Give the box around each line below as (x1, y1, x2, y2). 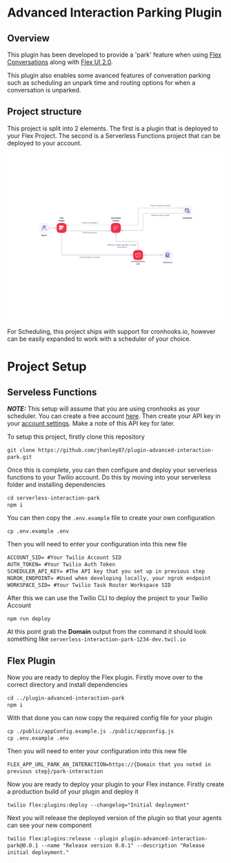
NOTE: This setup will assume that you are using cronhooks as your (7, 405, 200, 413)
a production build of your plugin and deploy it (7, 787, 139, 795)
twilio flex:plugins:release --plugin (7, 835, 119, 842)
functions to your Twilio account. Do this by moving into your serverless (7, 473, 212, 482)
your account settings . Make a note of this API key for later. (7, 419, 176, 428)
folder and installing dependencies (7, 481, 106, 489)
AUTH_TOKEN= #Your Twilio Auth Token (7, 561, 116, 568)
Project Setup (7, 359, 88, 375)
